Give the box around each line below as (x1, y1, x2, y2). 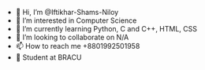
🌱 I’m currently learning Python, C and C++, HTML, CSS (15, 24, 198, 33)
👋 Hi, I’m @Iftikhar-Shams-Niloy (15, 8, 119, 17)
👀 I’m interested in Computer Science (15, 16, 137, 25)
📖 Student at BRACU (15, 53, 82, 62)
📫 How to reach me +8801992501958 (15, 42, 140, 50)
